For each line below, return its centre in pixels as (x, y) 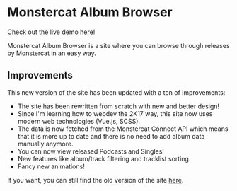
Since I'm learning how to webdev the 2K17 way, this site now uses (115, 113)
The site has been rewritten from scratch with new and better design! (118, 106)
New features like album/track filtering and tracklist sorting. (104, 158)
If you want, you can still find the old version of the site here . (96, 180)
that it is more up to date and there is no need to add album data (111, 136)
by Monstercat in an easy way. (52, 53)
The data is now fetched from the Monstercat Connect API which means (123, 129)
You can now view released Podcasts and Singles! (91, 151)
